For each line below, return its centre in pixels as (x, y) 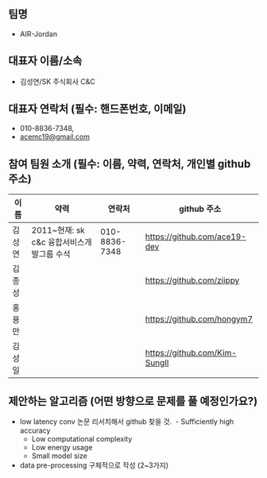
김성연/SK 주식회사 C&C (57, 81)
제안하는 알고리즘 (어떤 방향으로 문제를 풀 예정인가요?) (133, 401)
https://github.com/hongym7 (199, 319)
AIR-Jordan (39, 33)
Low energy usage (62, 448)
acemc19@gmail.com (54, 137)
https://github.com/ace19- (195, 237)
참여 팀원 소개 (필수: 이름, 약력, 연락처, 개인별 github (130, 164)
